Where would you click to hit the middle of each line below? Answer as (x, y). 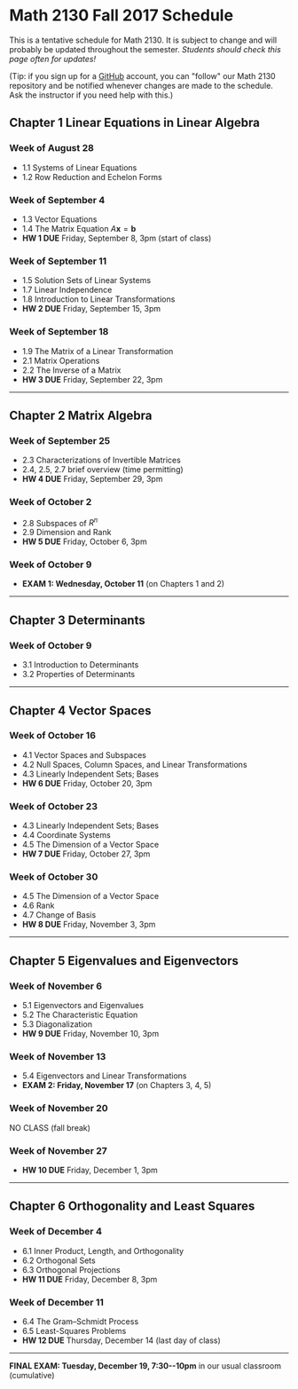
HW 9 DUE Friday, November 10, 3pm (90, 1034)
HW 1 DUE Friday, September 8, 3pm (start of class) (117, 238)
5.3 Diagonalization (57, 1024)
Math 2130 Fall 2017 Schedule (121, 16)
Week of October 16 (52, 736)
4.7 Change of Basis (59, 915)
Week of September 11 (58, 261)
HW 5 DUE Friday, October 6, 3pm (85, 541)
